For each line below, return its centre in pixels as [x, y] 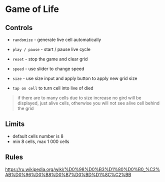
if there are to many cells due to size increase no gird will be [79, 98]
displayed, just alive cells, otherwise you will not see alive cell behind [88, 103]
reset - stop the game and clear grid [50, 59]
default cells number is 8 [38, 136]
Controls [19, 28]
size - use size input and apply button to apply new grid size [75, 78]
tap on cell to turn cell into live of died [53, 88]
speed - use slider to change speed [48, 69]
